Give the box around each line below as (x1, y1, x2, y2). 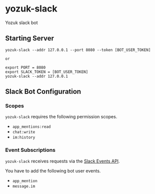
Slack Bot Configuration (5, 87, 81, 96)
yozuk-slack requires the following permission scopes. (5, 114, 117, 120)
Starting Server (5, 34, 54, 43)
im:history (12, 135, 35, 140)
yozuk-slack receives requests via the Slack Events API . (5, 158, 120, 164)
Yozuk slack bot (5, 20, 38, 26)
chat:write (12, 130, 35, 135)
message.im (12, 183, 35, 188)
